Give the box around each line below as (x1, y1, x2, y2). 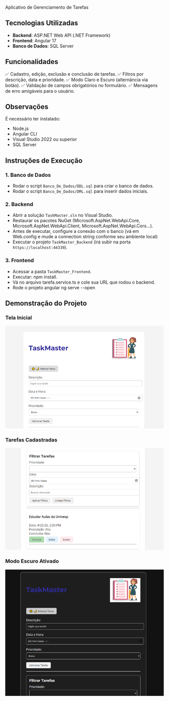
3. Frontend (5, 257, 34, 264)
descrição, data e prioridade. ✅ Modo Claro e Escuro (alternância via (5, 77, 148, 83)
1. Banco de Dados (5, 171, 51, 178)
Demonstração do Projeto (5, 299, 87, 308)
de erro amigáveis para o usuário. (5, 88, 75, 94)
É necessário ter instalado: (5, 116, 60, 122)
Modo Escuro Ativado (5, 558, 59, 565)
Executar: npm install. (12, 274, 58, 280)
